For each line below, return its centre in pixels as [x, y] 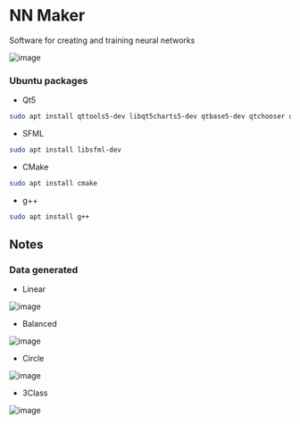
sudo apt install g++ [50, 216]
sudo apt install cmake [54, 183]
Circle [33, 359]
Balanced [40, 324]
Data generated [44, 270]
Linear [34, 289]
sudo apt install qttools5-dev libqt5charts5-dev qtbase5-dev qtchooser [147, 117]
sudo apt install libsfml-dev [66, 150]
